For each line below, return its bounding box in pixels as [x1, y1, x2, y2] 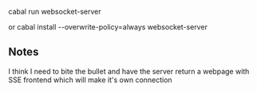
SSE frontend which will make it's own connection [8, 75, 173, 85]
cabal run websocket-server [8, 7, 101, 16]
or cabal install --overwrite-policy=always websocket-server [8, 22, 208, 31]
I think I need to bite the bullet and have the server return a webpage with [8, 66, 250, 76]
